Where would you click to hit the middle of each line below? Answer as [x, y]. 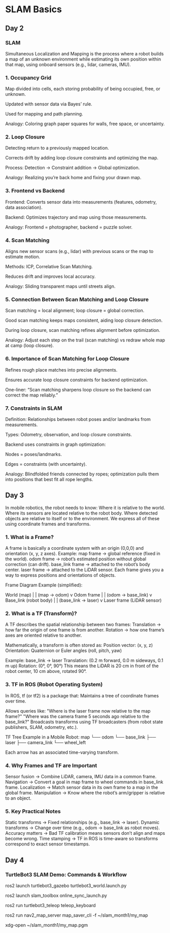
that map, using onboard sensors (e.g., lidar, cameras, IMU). [68, 64]
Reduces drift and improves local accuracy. [50, 276]
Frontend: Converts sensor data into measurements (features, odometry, [81, 202]
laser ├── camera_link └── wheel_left [46, 742]
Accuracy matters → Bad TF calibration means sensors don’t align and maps [85, 833]
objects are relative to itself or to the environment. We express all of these [82, 518]
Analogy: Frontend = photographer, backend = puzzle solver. [69, 227]
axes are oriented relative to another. [44, 635]
